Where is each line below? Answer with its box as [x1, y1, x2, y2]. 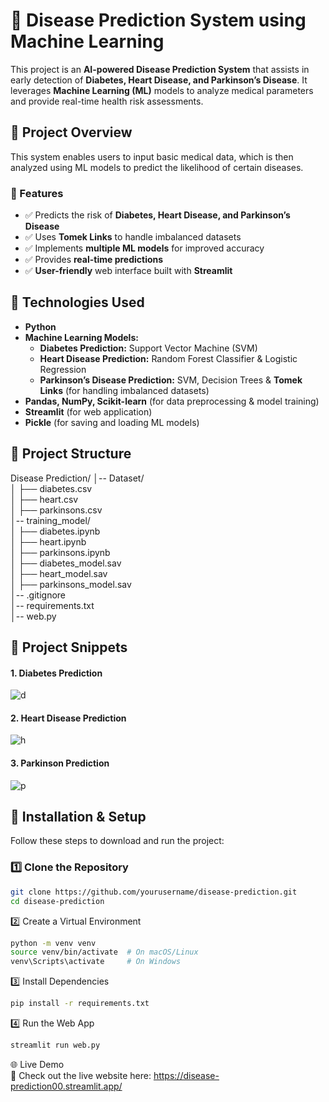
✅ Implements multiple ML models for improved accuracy [24, 242, 265, 254]
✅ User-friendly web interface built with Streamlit [24, 265, 233, 277]
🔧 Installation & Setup [10, 809, 147, 826]
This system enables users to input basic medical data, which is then [10, 150, 294, 163]
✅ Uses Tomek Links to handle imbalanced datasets [24, 231, 242, 243]
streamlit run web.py [10, 1040, 101, 1051]
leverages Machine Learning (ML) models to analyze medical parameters [10, 84, 314, 96]
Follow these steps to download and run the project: [10, 835, 225, 847]
